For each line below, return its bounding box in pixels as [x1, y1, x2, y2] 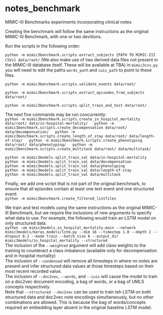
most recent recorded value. [5, 268, 62, 274]
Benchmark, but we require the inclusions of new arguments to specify [9, 210, 152, 216]
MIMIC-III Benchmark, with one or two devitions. [5, 34, 102, 39]
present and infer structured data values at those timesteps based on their [5, 263, 154, 269]
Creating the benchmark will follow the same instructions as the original [5, 28, 149, 34]
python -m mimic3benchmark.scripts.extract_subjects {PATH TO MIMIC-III [5, 52, 156, 57]
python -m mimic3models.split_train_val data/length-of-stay [5, 167, 132, 173]
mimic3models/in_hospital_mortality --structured [5, 238, 108, 243]
